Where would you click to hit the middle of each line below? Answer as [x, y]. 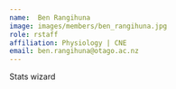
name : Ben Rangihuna [50, 18]
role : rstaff [34, 34]
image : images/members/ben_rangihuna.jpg [88, 26]
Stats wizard [32, 76]
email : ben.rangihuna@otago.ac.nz [74, 51]
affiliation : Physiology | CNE [68, 43]
